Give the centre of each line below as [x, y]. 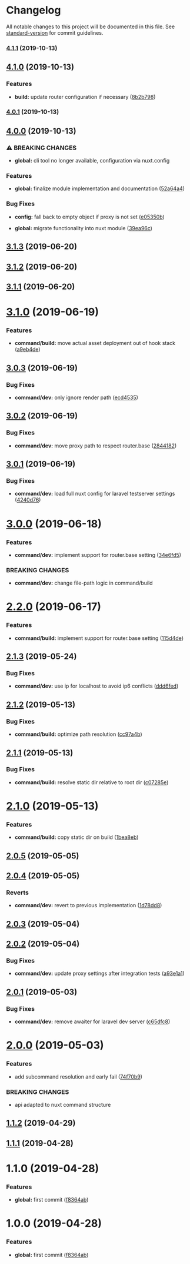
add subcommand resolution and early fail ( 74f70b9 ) [79, 1076]
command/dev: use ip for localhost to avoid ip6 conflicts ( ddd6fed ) [96, 686]
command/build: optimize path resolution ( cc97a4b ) [78, 734]
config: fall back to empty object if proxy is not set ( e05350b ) [89, 217]
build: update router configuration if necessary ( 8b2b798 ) [85, 97]
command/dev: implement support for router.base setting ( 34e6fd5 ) [98, 555]
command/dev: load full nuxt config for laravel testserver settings [95, 494]
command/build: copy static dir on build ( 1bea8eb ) [76, 837]
